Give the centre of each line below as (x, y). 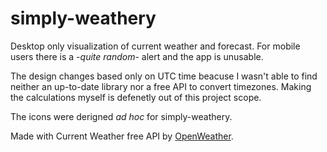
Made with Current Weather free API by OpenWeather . (122, 136)
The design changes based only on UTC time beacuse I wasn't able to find (164, 76)
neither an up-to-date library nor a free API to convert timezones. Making (161, 86)
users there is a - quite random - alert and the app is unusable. (137, 56)
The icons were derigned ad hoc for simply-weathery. (121, 116)
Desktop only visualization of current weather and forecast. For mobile (155, 46)
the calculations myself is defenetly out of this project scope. (136, 97)
